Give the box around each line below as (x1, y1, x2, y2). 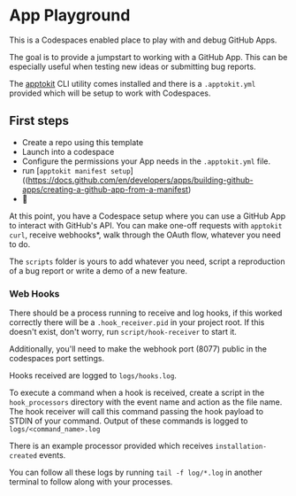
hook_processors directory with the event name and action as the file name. (9, 397, 283, 407)
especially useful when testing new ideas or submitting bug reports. (9, 61, 256, 72)
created (9, 452, 38, 461)
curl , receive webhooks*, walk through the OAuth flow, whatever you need (9, 229, 281, 240)
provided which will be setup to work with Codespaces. (9, 88, 211, 98)
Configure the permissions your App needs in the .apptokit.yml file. (21, 156, 271, 167)
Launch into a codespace (21, 146, 115, 157)
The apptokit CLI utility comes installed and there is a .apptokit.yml (9, 78, 256, 89)
